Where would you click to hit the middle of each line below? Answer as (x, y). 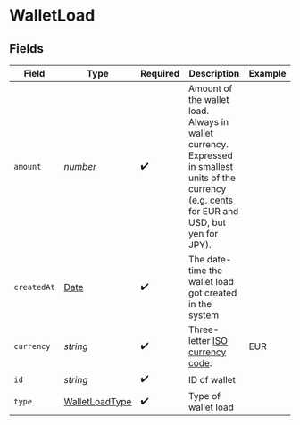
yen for (203, 233)
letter (199, 341)
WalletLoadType (98, 401)
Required (160, 74)
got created (212, 293)
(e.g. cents (211, 200)
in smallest (211, 167)
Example (267, 74)
